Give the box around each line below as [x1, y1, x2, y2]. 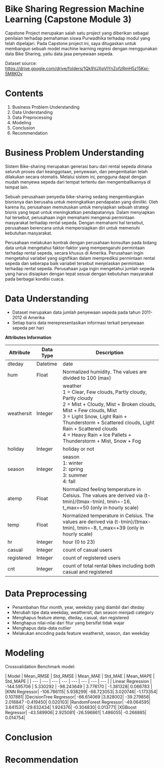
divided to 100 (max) [62, 374, 111, 381]
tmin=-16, [107, 498, 131, 505]
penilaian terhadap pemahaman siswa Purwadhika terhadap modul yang [5, 35, 150, 41]
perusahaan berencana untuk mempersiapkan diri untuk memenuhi [5, 225, 140, 231]
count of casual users [62, 546, 112, 553]
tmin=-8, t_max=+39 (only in [77, 524, 144, 531]
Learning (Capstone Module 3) [5, 14, 132, 25]
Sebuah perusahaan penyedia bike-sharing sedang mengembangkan [5, 193, 144, 199]
